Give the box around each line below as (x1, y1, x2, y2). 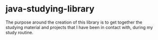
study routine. (5, 29, 34, 35)
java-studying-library (5, 3, 95, 14)
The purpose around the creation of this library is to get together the (5, 19, 142, 25)
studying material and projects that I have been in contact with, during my (5, 24, 153, 30)
